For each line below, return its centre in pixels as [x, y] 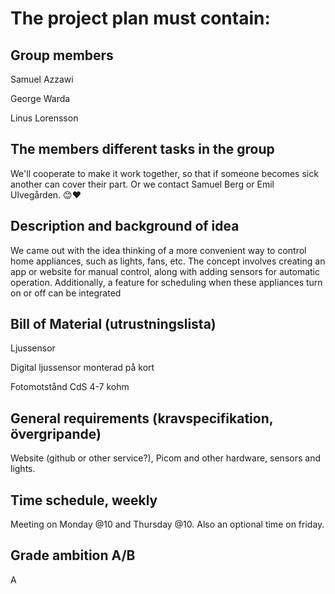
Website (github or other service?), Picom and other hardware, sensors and [165, 458]
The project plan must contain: [140, 18]
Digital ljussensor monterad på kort [82, 368]
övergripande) [56, 433]
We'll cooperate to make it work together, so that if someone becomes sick [164, 173]
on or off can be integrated [66, 293]
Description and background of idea [125, 226]
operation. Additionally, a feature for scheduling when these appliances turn [166, 282]
